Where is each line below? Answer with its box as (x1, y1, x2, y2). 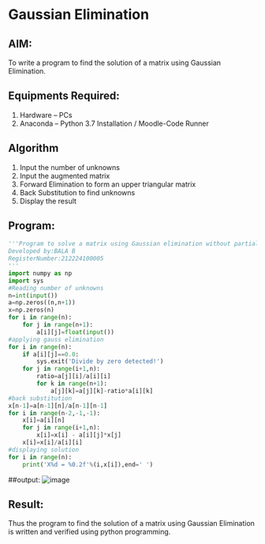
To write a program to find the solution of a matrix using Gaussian (8, 58, 222, 67)
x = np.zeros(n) (8, 306, 55, 314)
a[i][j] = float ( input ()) (36, 328, 114, 336)
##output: (8, 474, 41, 484)
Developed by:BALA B (8, 247, 77, 255)
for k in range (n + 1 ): (36, 380, 108, 388)
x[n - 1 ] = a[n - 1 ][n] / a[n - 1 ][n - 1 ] (8, 402, 108, 410)
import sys (8, 277, 44, 285)
